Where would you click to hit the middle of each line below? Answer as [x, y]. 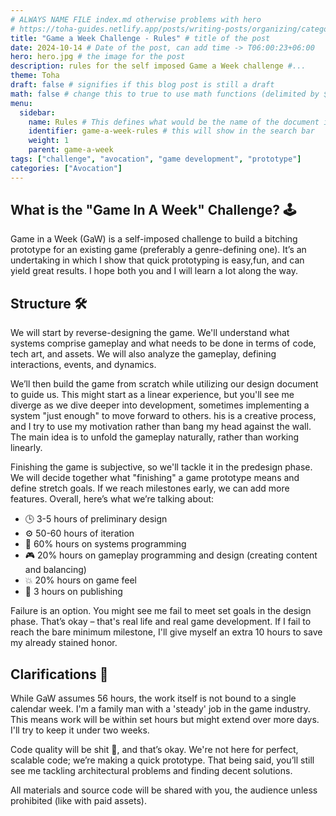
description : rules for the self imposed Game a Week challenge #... [158, 66]
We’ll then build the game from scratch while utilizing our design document [164, 384]
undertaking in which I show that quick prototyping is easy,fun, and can [157, 260]
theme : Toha [35, 76]
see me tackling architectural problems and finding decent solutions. [151, 771]
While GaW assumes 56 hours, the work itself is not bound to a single [153, 698]
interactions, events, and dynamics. [83, 365]
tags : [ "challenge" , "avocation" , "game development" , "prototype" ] [156, 159]
